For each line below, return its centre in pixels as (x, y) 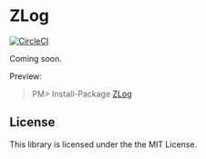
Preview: (26, 76)
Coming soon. (36, 58)
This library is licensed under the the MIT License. (103, 144)
